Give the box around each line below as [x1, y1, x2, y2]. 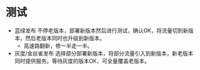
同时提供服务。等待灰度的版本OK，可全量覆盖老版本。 [14, 57, 150, 65]
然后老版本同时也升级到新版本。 [25, 34, 105, 41]
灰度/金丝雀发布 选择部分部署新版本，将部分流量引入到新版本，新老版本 [14, 49, 193, 57]
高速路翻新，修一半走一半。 [23, 42, 93, 49]
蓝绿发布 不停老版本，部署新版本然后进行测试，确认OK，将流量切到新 [14, 27, 188, 34]
